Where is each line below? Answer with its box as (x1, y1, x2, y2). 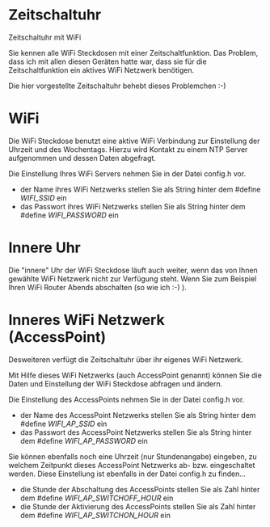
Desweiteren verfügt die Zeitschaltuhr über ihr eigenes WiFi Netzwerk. (8, 354, 244, 365)
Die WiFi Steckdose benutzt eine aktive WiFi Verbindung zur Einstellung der (8, 136, 260, 145)
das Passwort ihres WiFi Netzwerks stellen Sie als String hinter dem (19, 201, 246, 211)
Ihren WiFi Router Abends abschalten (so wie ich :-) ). (8, 282, 188, 292)
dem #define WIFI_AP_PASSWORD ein (19, 436, 148, 445)
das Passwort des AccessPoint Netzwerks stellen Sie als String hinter (19, 427, 252, 437)
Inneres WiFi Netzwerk (8, 311, 165, 329)
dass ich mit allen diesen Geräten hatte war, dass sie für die (8, 57, 208, 66)
